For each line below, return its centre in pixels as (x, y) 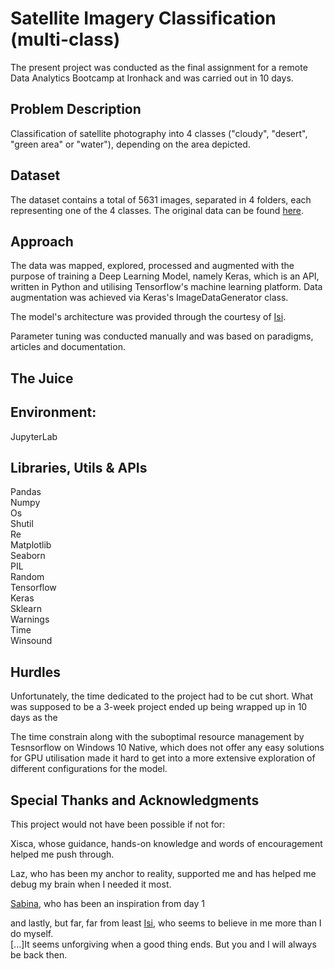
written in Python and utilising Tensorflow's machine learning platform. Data (166, 287)
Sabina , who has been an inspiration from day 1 (107, 904)
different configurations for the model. (89, 769)
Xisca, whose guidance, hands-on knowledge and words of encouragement (166, 844)
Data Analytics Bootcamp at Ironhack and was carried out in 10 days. (152, 78)
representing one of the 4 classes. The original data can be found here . (157, 210)
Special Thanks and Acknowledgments (135, 800)
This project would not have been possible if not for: (118, 824)
